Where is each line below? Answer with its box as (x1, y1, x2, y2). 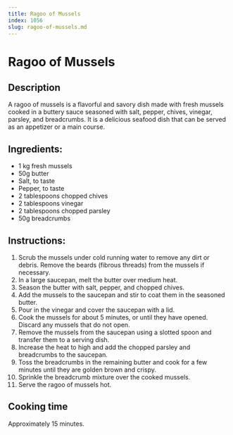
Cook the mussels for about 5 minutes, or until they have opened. (18, 313, 208, 321)
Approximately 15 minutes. (8, 420, 85, 428)
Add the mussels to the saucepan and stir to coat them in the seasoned (18, 291, 225, 299)
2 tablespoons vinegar (18, 199, 84, 208)
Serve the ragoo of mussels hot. (18, 381, 112, 389)
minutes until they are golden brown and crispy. (18, 365, 157, 374)
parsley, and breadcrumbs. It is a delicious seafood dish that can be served (8, 115, 227, 124)
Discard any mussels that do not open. (18, 321, 130, 329)
